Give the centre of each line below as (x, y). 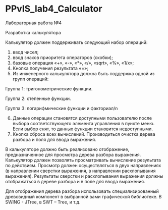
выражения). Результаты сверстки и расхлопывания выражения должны (84, 176)
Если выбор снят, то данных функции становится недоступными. (82, 129)
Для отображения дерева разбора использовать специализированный (82, 191)
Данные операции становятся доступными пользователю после (82, 118)
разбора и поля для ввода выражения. (54, 139)
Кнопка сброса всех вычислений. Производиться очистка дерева (84, 134)
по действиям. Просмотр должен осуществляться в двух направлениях (83, 165)
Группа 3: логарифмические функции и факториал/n (62, 108)
